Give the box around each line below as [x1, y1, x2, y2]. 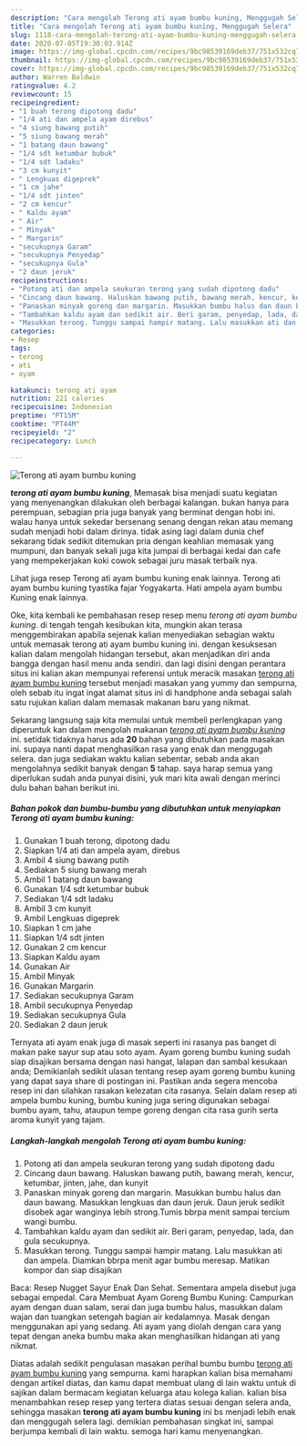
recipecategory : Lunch [10, 436, 97, 446]
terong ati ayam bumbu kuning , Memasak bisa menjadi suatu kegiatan [10, 487, 278, 497]
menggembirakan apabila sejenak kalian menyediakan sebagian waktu [10, 629, 275, 640]
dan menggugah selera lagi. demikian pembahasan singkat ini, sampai [10, 1416, 274, 1427]
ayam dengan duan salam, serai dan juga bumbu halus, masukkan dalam [10, 1302, 283, 1313]
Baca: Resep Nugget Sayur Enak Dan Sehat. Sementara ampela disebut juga [10, 1282, 297, 1294]
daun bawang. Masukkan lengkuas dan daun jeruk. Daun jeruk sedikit [23, 1197, 285, 1208]
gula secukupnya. [23, 1236, 90, 1246]
